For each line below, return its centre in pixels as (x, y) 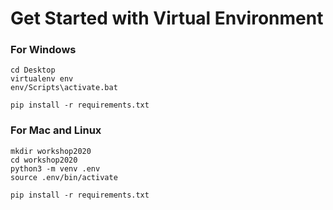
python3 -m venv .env (55, 168)
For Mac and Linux (56, 130)
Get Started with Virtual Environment (167, 18)
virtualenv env (42, 79)
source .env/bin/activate (64, 177)
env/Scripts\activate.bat (64, 88)
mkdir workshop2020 (51, 151)
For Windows (43, 50)
